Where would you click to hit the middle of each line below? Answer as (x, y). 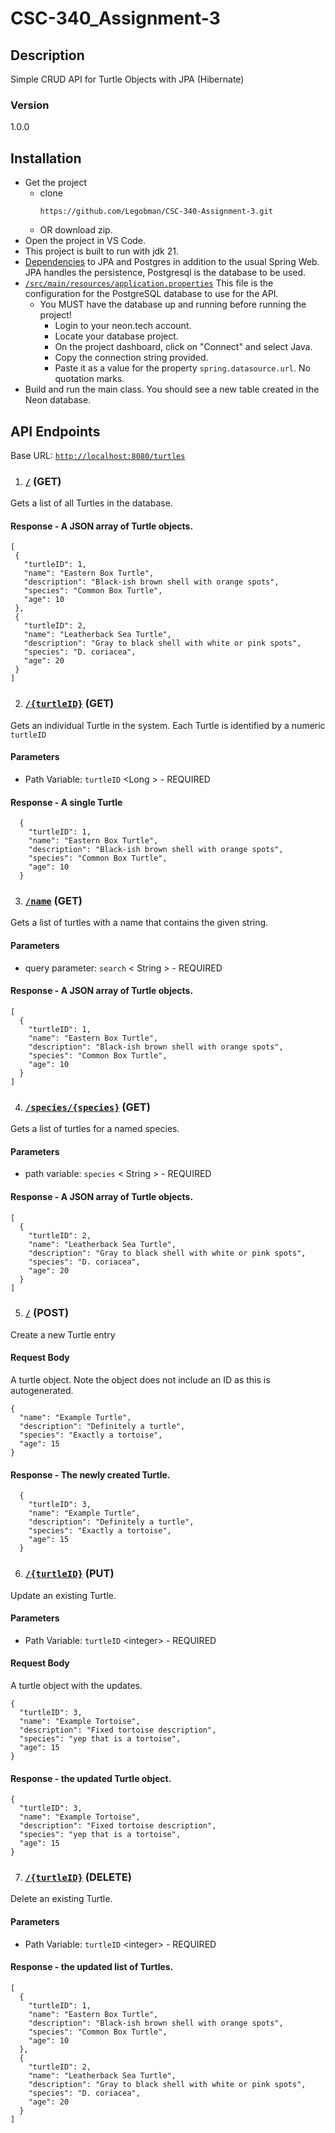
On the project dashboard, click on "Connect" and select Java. (183, 347)
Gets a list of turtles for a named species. (95, 1129)
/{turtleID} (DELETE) (78, 1877)
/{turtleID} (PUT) (69, 1574)
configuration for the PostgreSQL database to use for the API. (151, 294)
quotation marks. (89, 379)
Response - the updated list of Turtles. (92, 1967)
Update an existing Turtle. (63, 1595)
